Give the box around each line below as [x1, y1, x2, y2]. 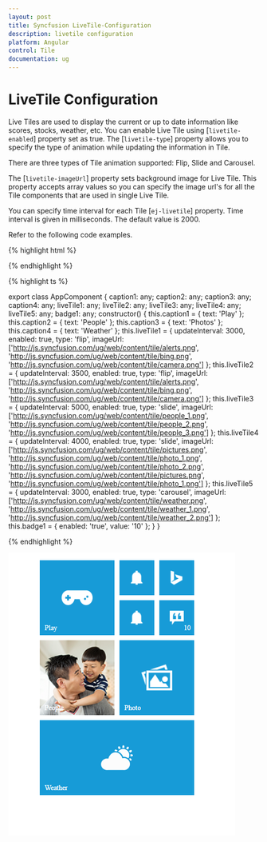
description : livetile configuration [8, 30, 134, 38]
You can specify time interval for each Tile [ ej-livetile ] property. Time [8, 206, 244, 215]
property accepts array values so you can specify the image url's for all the [8, 182, 255, 191]
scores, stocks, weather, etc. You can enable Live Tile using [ [8, 125, 210, 135]
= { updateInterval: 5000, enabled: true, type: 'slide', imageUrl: [8, 402, 214, 412]
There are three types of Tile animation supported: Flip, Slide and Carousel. [8, 158, 256, 167]
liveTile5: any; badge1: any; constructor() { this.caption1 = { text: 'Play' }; [8, 309, 245, 318]
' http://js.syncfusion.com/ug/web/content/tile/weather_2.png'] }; [8, 513, 221, 522]
